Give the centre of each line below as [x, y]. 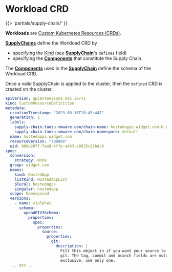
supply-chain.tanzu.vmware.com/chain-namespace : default [77, 132]
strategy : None [31, 160]
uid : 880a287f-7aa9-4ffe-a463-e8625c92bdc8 [57, 146]
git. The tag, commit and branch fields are [109, 256]
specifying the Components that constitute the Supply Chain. [78, 58]
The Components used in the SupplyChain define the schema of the [78, 68]
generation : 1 [25, 118]
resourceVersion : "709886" [39, 141]
